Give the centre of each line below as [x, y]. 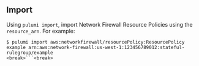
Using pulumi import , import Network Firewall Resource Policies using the [99, 24]
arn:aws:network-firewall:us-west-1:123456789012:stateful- [107, 47]
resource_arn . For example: [41, 31]
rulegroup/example [30, 53]
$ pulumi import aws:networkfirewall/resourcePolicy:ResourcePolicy [96, 42]
